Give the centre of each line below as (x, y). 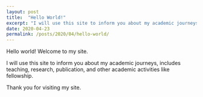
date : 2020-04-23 (28, 29)
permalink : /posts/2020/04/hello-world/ (58, 34)
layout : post (23, 12)
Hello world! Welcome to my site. (47, 51)
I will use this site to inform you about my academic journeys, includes (94, 63)
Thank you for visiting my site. (44, 87)
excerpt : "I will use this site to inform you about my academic (90, 23)
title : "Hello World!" (36, 17)
